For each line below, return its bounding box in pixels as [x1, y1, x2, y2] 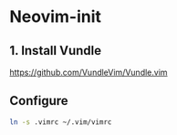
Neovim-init [9, 6, 102, 27]
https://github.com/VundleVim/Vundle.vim [9, 67, 168, 78]
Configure [9, 93, 68, 109]
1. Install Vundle [9, 43, 102, 58]
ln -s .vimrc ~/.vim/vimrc [9, 117, 112, 127]
